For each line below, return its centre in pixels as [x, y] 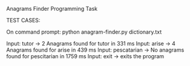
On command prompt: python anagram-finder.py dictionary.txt [84, 32]
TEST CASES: [23, 20]
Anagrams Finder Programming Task [52, 9]
